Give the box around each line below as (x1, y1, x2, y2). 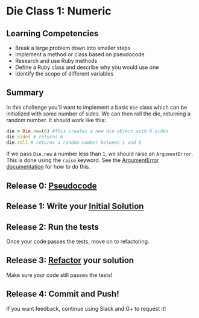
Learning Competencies (6, 28, 99, 39)
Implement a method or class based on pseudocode (14, 51, 145, 58)
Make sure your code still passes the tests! (6, 271, 113, 279)
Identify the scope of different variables (14, 70, 113, 77)
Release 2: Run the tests (6, 222, 99, 232)
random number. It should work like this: (6, 116, 106, 123)
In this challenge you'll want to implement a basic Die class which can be (6, 103, 188, 111)
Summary (6, 88, 44, 98)
